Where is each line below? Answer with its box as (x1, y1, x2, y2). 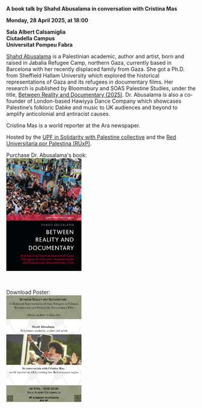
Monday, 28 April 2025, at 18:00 (6, 17, 88, 23)
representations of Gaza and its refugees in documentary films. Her (6, 78, 174, 85)
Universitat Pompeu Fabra (6, 41, 73, 48)
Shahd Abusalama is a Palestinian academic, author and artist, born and (6, 53, 185, 59)
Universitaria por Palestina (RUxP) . (6, 140, 92, 147)
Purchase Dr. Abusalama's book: (6, 151, 87, 159)
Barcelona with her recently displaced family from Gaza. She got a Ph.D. (6, 65, 185, 73)
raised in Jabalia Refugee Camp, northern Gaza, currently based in (6, 59, 172, 66)
